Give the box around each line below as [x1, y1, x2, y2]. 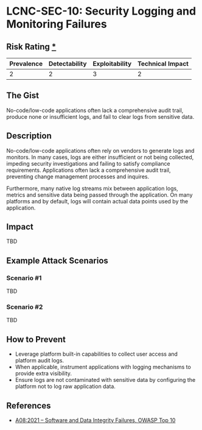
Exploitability [92, 60, 132, 68]
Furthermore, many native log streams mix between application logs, [6, 185, 178, 192]
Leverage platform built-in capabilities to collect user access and [15, 350, 178, 358]
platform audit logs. [15, 357, 64, 364]
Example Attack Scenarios [6, 255, 108, 266]
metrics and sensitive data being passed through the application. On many [6, 191, 193, 199]
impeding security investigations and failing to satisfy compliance [6, 160, 170, 167]
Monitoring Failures [6, 17, 108, 31]
